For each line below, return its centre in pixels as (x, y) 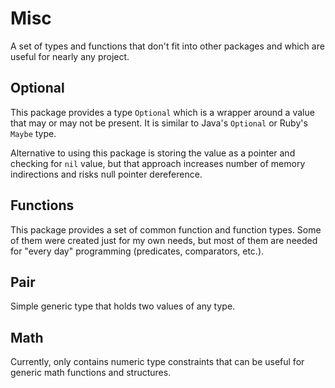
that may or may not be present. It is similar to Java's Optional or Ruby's (159, 123)
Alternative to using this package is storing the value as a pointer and (153, 153)
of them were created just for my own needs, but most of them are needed (164, 240)
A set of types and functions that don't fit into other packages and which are (167, 46)
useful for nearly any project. (70, 56)
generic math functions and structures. (91, 373)
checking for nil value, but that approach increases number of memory (158, 163)
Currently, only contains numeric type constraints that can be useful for (157, 362)
